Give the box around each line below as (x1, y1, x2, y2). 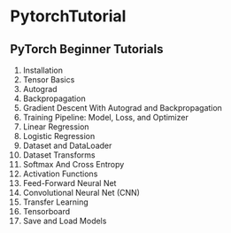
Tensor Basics (22, 74, 75, 85)
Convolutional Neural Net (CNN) (22, 188, 141, 198)
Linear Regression (22, 121, 89, 132)
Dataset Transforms (22, 150, 96, 160)
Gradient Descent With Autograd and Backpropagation (22, 103, 222, 113)
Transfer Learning (22, 197, 89, 207)
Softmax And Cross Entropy (22, 159, 125, 169)
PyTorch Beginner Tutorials (10, 42, 164, 57)
